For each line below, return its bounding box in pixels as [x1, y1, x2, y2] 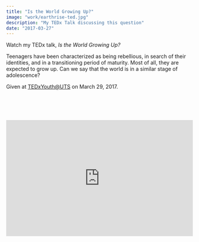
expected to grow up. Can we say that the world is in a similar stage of [6, 66, 178, 73]
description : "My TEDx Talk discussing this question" [6, 20, 145, 25]
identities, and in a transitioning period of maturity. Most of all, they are [6, 59, 179, 66]
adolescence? [6, 72, 40, 79]
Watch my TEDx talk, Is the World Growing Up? [6, 41, 121, 49]
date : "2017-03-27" [6, 25, 54, 31]
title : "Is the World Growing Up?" [6, 8, 94, 15]
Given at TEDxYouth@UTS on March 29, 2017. [6, 83, 118, 91]
